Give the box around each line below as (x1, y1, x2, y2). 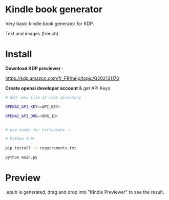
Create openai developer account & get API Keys (5, 85, 110, 91)
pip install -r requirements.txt (5, 146, 77, 151)
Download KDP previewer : (5, 65, 64, 71)
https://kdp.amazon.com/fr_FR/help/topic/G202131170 (5, 75, 119, 81)
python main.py (5, 155, 38, 160)
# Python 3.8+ (5, 137, 36, 142)
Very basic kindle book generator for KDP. (5, 20, 94, 27)
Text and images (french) (5, 30, 59, 36)
